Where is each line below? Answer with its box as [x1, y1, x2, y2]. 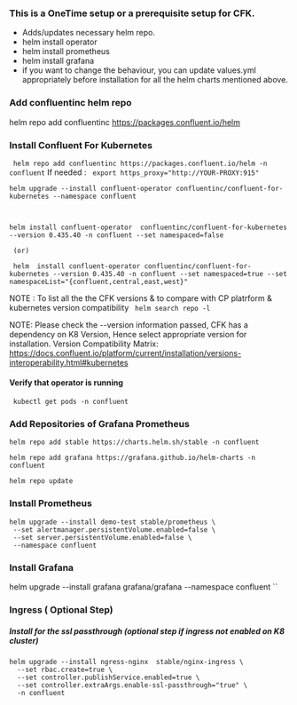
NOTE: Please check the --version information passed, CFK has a [9, 319, 248, 330]
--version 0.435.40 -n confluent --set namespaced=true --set [52, 269, 288, 278]
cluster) [9, 635, 39, 646]
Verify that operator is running [9, 377, 124, 388]
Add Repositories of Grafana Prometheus [9, 418, 191, 431]
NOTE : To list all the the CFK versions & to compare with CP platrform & [9, 292, 272, 304]
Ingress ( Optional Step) [9, 603, 113, 615]
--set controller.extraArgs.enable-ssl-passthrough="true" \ [17, 680, 248, 690]
